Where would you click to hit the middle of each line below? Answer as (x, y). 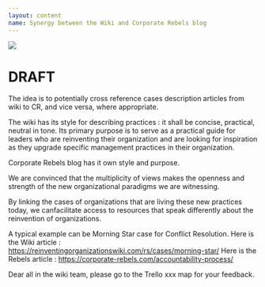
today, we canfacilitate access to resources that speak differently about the (131, 210)
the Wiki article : (34, 243)
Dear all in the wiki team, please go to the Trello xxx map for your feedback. (131, 274)
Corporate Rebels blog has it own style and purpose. (94, 163)
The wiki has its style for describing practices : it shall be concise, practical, (132, 123)
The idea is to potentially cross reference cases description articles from (127, 99)
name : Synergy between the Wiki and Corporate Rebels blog (108, 23)
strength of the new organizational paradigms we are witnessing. (114, 187)
